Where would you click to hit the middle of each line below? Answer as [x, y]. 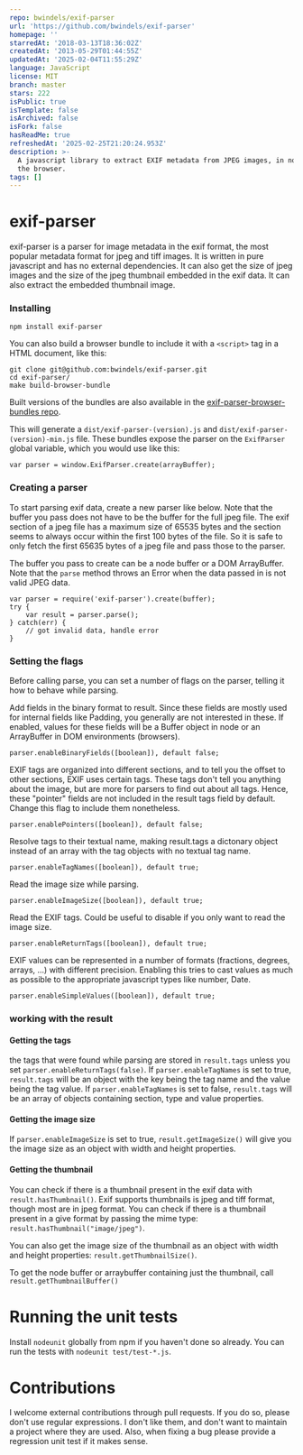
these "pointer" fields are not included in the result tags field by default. [142, 798]
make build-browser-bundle [60, 386]
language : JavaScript [50, 69]
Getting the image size [53, 1119]
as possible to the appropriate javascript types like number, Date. [130, 980]
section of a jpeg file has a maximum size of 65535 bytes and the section [145, 526]
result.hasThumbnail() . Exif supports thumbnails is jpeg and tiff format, [142, 1199]
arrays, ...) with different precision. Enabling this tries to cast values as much [151, 970]
